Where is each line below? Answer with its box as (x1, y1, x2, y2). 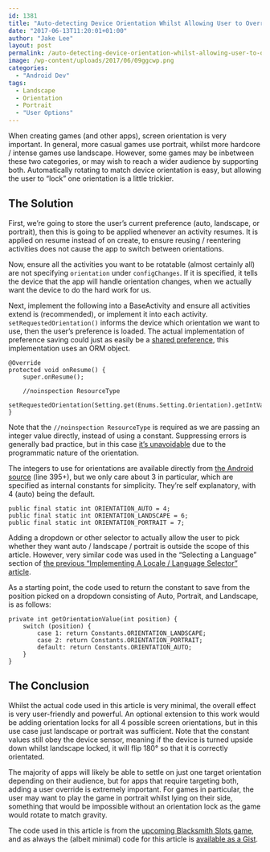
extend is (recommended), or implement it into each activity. (8, 309, 208, 318)
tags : (8, 79, 27, 87)
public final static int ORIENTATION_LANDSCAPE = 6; (8, 511, 189, 519)
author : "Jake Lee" (8, 34, 74, 43)
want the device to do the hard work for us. (8, 285, 151, 294)
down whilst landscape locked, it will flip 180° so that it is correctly (8, 743, 228, 752)
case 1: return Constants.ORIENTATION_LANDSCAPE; (37, 629, 207, 637)
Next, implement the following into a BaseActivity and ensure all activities (8, 301, 251, 310)
